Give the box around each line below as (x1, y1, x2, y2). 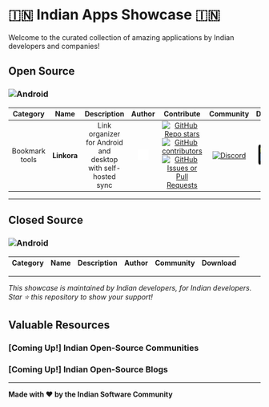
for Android (85, 138, 124, 148)
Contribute (163, 109, 201, 119)
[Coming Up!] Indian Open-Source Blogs (8, 364, 168, 375)
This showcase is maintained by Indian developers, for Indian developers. (8, 283, 252, 292)
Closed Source (8, 214, 84, 227)
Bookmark (11, 146, 46, 156)
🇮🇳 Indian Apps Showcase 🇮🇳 (8, 6, 221, 24)
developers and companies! (8, 41, 100, 51)
